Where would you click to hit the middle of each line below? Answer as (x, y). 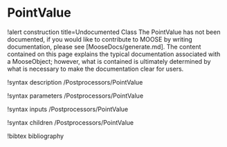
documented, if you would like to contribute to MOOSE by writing (100, 39)
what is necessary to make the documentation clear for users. (96, 69)
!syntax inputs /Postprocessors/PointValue (68, 109)
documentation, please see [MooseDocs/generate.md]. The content (104, 46)
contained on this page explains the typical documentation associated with (114, 54)
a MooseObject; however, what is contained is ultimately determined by (109, 61)
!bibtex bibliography (36, 136)
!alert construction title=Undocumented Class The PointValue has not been (114, 32)
